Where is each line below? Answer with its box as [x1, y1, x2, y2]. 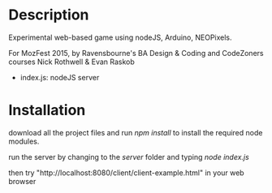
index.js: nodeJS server [19, 72, 100, 82]
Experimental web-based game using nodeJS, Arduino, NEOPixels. [8, 32, 233, 42]
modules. [8, 136, 40, 146]
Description [8, 6, 89, 24]
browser [8, 176, 37, 186]
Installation [8, 101, 86, 119]
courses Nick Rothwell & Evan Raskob [8, 57, 136, 66]
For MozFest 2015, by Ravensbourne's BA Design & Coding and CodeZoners [8, 48, 264, 58]
